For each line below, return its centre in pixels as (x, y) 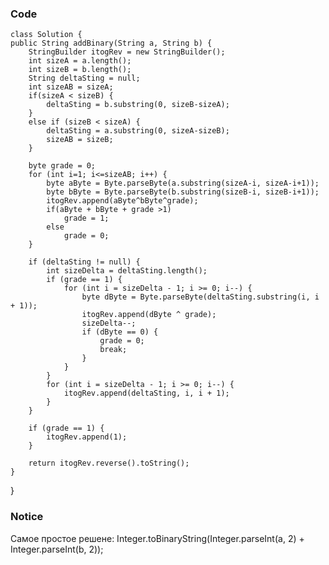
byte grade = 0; (62, 166)
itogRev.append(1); (87, 437)
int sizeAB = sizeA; (71, 87)
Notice (27, 517)
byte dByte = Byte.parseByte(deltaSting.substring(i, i (200, 297)
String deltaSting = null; (84, 78)
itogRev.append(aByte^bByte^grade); (122, 201)
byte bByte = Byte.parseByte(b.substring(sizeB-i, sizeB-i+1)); (183, 192)
